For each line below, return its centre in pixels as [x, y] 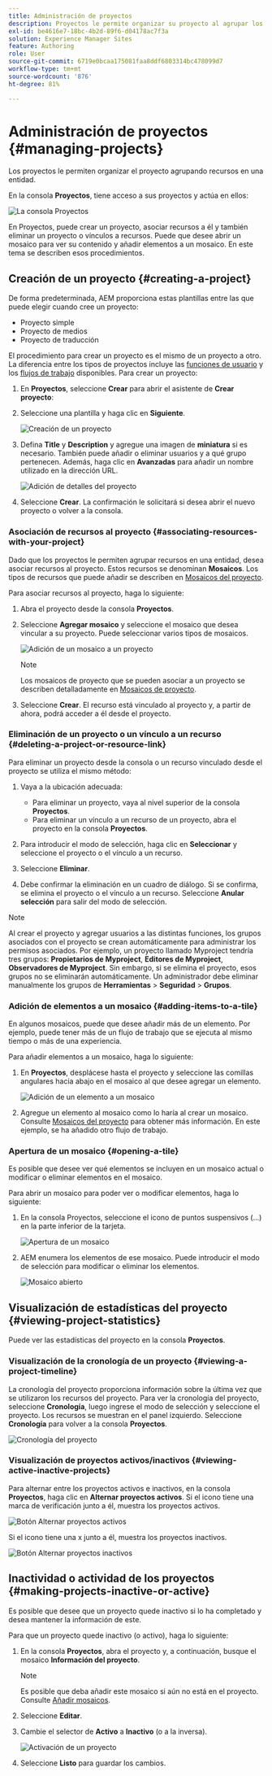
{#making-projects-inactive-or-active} [109, 1591]
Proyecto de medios [54, 331]
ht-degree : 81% [34, 84]
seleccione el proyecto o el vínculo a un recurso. [101, 853]
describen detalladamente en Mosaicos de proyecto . [108, 689]
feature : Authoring [41, 46]
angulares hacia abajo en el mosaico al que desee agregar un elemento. [140, 1081]
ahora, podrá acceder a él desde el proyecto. [95, 713]
